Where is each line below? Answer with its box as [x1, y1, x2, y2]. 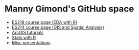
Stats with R [11, 35, 36, 40]
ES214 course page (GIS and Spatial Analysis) [11, 24, 105, 30]
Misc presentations [11, 39, 51, 45]
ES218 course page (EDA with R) [11, 19, 78, 25]
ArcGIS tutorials [11, 29, 44, 35]
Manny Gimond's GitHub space [4, 3, 134, 14]
